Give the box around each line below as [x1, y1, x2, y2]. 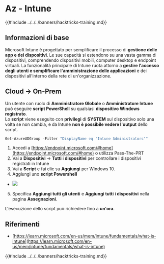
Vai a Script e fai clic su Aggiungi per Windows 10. [12, 166, 115, 172]
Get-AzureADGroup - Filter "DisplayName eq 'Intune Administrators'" [5, 136, 148, 141]
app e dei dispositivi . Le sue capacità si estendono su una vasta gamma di [5, 52, 157, 58]
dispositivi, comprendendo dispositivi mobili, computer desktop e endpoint [5, 57, 156, 63]
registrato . [5, 111, 27, 116]
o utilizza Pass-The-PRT [95, 150, 144, 156]
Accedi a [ [12, 145, 33, 151]
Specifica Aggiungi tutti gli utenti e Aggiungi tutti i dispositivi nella [12, 191, 150, 197]
